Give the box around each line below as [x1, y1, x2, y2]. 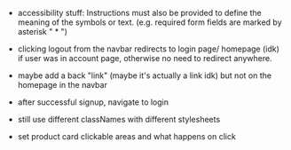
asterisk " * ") [17, 27, 68, 36]
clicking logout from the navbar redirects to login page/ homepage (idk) [17, 43, 279, 54]
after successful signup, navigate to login [17, 97, 169, 107]
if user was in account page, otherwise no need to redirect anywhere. [17, 53, 272, 63]
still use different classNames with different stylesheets [17, 114, 221, 124]
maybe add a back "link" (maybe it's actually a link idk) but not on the [17, 70, 272, 81]
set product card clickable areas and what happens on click [17, 131, 237, 141]
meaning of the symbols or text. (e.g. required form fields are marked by [17, 17, 282, 28]
